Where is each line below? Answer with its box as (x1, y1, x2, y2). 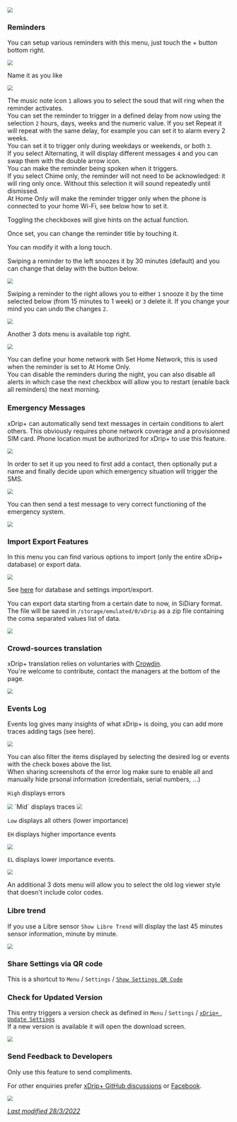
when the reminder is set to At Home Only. (7, 363, 131, 371)
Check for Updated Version (7, 992, 103, 1002)
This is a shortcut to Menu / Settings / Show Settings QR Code (7, 975, 183, 984)
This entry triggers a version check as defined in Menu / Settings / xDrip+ (7, 1009, 219, 1017)
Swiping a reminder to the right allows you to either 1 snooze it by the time (7, 290, 224, 298)
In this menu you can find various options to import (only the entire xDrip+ (7, 552, 223, 561)
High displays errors (7, 789, 66, 797)
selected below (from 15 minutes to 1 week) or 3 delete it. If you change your (7, 297, 230, 305)
